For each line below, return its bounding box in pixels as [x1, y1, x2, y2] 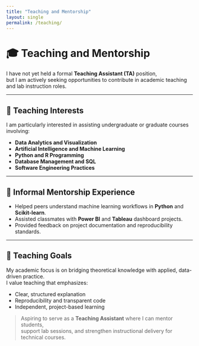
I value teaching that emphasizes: [6, 279, 88, 286]
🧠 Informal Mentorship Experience [6, 187, 135, 197]
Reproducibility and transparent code [14, 297, 106, 304]
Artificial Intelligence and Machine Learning [14, 145, 126, 153]
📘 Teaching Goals [6, 250, 72, 261]
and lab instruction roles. [6, 82, 67, 90]
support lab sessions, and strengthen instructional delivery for [20, 327, 173, 334]
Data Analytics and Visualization [14, 139, 97, 146]
